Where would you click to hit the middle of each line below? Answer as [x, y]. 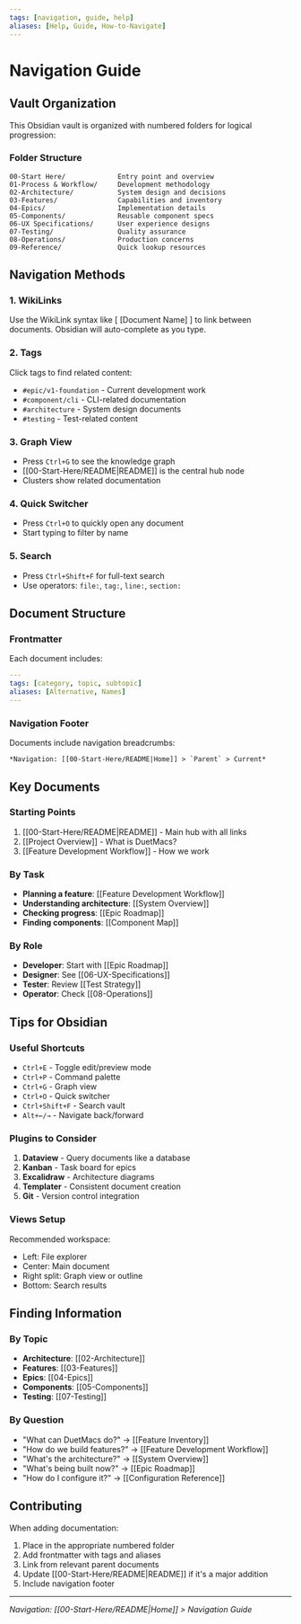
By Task [27, 874]
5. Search [30, 556]
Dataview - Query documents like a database [106, 1158]
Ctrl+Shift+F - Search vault [73, 1105]
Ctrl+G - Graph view [60, 1087]
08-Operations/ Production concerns [102, 239]
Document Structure [68, 613]
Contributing [46, 1506]
